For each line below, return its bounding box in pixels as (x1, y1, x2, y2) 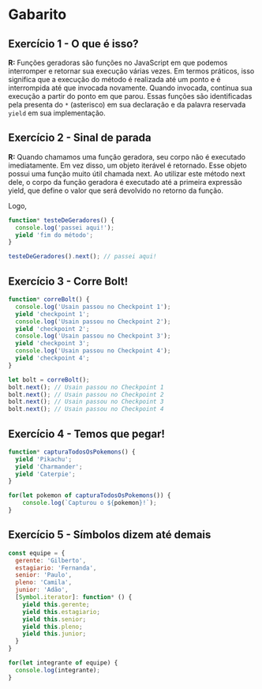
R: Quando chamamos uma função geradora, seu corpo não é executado (8, 152, 246, 161)
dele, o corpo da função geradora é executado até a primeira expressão (8, 177, 242, 186)
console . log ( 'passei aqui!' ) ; (15, 224, 114, 232)
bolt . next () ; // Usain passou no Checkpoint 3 (8, 397, 164, 406)
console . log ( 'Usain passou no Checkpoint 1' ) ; (15, 303, 171, 311)
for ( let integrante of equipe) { (8, 659, 118, 667)
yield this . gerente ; (22, 601, 90, 608)
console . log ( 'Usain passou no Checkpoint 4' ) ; (15, 347, 171, 355)
